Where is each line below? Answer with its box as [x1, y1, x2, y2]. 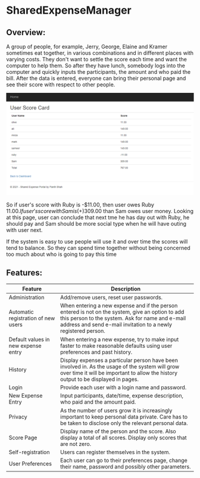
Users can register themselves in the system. [60, 449, 171, 456]
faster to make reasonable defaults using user [60, 342, 173, 349]
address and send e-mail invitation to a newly [60, 321, 173, 328]
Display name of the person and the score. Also [60, 427, 177, 435]
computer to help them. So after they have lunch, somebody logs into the [6, 62, 186, 69]
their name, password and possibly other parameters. [60, 463, 191, 470]
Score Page [8, 434, 37, 441]
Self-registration [8, 449, 50, 456]
